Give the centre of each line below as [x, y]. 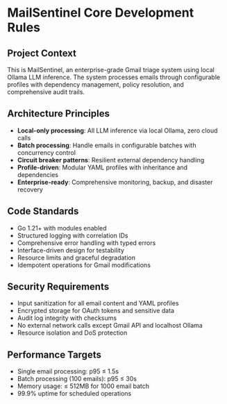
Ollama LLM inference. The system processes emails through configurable [114, 77]
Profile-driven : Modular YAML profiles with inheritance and [102, 167]
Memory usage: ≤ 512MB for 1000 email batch [83, 386]
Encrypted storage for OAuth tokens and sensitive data [96, 311]
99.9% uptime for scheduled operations [74, 394]
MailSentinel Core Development [101, 13]
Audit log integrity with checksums [67, 318]
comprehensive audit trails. [46, 92]
